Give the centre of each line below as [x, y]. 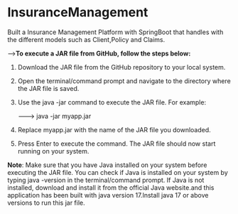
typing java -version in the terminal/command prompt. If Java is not [106, 180]
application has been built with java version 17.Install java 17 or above [108, 195]
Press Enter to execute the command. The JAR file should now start [117, 144]
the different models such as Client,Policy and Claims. [86, 39]
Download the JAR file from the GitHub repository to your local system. [121, 67]
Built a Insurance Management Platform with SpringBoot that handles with [115, 32]
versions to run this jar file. [46, 203]
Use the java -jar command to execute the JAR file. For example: [112, 102]
